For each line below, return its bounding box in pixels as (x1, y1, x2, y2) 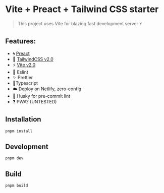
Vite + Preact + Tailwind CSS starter (5, 4, 159, 15)
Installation (5, 115, 41, 124)
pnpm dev (5, 156, 24, 161)
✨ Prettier (12, 74, 33, 80)
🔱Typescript (12, 80, 38, 86)
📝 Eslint (12, 69, 29, 75)
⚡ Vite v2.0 (12, 61, 36, 68)
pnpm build (5, 183, 28, 188)
